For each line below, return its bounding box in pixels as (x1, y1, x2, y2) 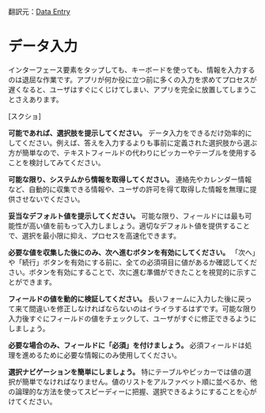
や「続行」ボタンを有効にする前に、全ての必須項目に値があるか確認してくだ (8, 257, 257, 267)
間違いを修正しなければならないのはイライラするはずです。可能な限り (28, 303, 257, 314)
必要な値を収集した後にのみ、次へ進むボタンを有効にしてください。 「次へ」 (8, 247, 256, 257)
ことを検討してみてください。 (8, 157, 105, 167)
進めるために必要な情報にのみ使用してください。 (21, 350, 182, 359)
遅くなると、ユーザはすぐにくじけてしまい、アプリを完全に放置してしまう (8, 84, 251, 94)
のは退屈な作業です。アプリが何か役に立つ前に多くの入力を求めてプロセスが (8, 74, 257, 84)
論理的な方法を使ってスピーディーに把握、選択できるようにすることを (14, 386, 244, 396)
